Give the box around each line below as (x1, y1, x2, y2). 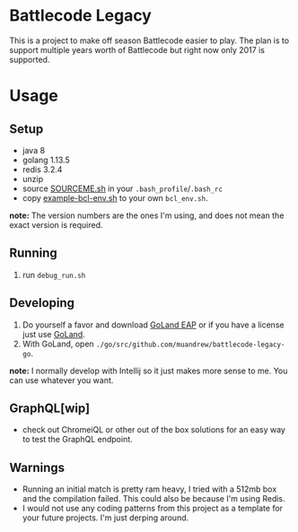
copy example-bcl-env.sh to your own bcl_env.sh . (22, 192, 208, 203)
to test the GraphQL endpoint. (22, 434, 133, 445)
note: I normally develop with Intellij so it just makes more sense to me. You (9, 365, 288, 376)
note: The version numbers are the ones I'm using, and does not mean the (9, 210, 285, 221)
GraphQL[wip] (9, 400, 91, 415)
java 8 (22, 144, 46, 155)
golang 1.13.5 (22, 154, 70, 165)
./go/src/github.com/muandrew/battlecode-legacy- (95, 340, 285, 349)
